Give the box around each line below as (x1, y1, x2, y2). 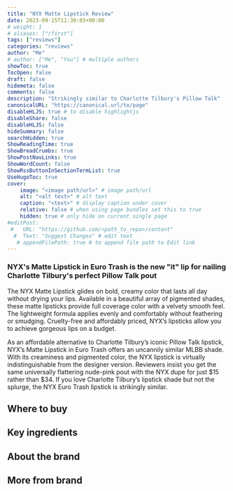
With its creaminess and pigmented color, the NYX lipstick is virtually (7, 353, 206, 361)
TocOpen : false (7, 69, 52, 76)
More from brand (7, 475, 83, 487)
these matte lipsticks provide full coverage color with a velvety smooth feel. (7, 301, 225, 310)
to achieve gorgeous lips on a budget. (7, 324, 117, 332)
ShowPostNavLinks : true (7, 154, 77, 162)
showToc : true (7, 63, 49, 70)
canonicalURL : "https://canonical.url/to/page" (7, 102, 149, 109)
